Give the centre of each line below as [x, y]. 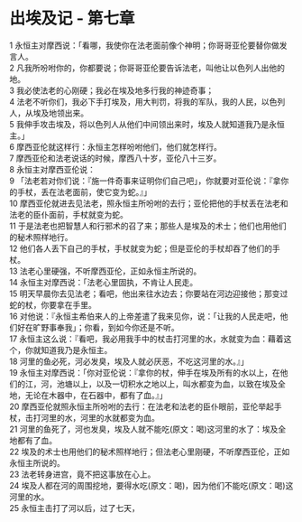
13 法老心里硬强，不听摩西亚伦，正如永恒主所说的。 [105, 271]
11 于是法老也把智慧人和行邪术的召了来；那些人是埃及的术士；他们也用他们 [148, 226]
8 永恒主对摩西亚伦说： [53, 169]
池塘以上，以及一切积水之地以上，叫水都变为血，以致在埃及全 [171, 384]
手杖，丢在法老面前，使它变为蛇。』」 [84, 191]
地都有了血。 [33, 440]
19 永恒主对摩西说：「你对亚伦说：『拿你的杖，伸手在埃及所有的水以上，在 [145, 372]
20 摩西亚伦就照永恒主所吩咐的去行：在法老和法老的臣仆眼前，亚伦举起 [142, 406]
